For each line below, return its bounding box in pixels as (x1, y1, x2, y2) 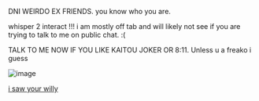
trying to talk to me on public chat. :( (8, 31, 126, 39)
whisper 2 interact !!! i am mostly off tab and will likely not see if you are (8, 22, 241, 31)
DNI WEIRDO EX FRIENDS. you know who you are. (8, 7, 172, 16)
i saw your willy (8, 84, 59, 93)
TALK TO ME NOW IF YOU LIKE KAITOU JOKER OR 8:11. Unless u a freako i (8, 45, 252, 54)
